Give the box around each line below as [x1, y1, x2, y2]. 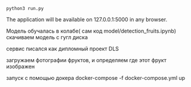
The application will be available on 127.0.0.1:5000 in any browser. [6, 16, 168, 23]
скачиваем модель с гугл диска [6, 34, 88, 41]
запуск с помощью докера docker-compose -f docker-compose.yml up [6, 75, 186, 81]
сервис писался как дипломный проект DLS [6, 45, 119, 52]
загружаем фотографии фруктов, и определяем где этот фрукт [6, 57, 167, 63]
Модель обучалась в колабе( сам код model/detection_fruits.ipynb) [6, 27, 177, 34]
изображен [6, 63, 35, 70]
